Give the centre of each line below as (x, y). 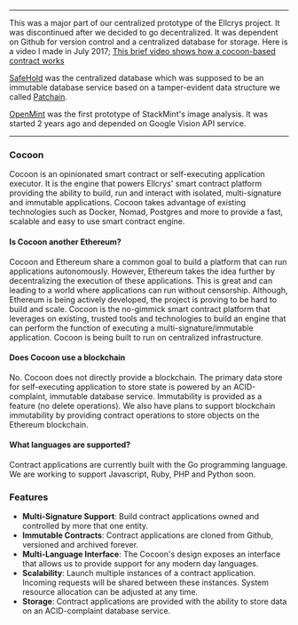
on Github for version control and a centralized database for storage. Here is (149, 42)
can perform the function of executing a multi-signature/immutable (132, 328)
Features (29, 497)
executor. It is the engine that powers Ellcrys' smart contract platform (136, 184)
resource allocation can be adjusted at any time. (110, 592)
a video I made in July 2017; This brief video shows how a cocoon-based (143, 51)
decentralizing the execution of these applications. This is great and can (141, 280)
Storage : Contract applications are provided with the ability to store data (154, 602)
